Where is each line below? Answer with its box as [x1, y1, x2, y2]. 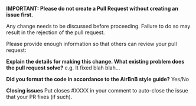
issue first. [6, 11, 34, 18]
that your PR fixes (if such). [6, 94, 73, 100]
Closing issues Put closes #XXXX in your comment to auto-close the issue [6, 87, 188, 94]
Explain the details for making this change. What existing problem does [6, 58, 185, 65]
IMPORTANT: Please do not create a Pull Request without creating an [6, 5, 179, 12]
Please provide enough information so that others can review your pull [6, 41, 177, 47]
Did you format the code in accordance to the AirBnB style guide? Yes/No [6, 76, 190, 82]
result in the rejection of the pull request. [6, 29, 105, 36]
